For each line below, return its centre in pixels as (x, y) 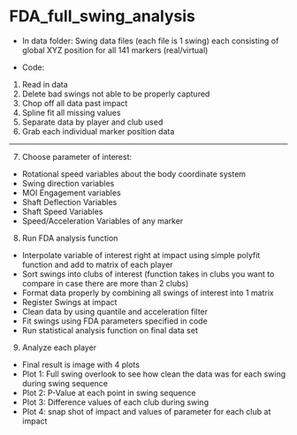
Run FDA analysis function (70, 238)
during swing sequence (65, 383)
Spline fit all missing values (71, 112)
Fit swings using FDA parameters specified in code (114, 321)
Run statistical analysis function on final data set (110, 330)
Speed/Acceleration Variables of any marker (103, 221)
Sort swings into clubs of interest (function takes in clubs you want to (148, 274)
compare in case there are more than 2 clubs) (105, 283)
